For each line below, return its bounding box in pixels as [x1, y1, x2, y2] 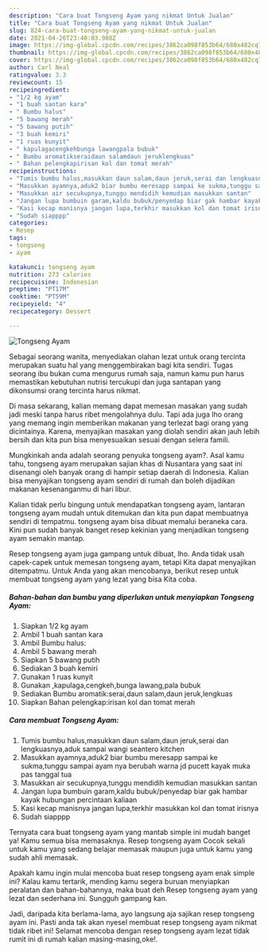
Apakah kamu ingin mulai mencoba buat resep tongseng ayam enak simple [9, 868, 255, 877]
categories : [9, 219, 49, 227]
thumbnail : [9, 49, 45, 57]
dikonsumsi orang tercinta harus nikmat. [9, 386, 141, 395]
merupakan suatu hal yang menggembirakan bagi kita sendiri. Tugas [9, 360, 234, 370]
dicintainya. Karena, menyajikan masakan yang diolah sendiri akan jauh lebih [9, 426, 260, 436]
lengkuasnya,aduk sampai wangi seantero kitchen [20, 744, 185, 754]
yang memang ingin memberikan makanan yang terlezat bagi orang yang [9, 417, 249, 427]
